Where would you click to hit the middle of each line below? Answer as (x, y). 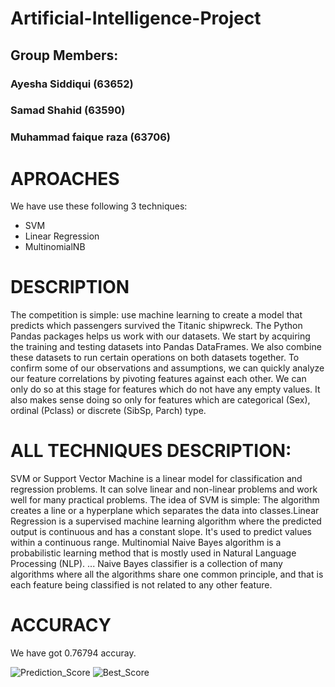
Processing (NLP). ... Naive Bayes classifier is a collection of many (146, 564)
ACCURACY (61, 625)
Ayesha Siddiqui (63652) (72, 84)
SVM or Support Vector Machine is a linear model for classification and (156, 479)
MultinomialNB (55, 247)
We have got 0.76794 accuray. (73, 653)
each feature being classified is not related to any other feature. (141, 585)
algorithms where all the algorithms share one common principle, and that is (167, 574)
